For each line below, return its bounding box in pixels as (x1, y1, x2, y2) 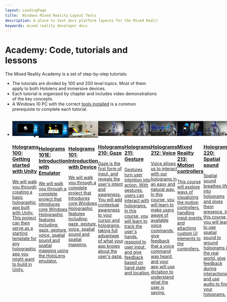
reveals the (97, 176, 120, 182)
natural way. (150, 186, 176, 192)
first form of (97, 166, 122, 172)
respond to (124, 239, 146, 245)
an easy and (150, 181, 176, 187)
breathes (203, 183, 222, 189)
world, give (203, 255, 226, 261)
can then (12, 220, 30, 226)
